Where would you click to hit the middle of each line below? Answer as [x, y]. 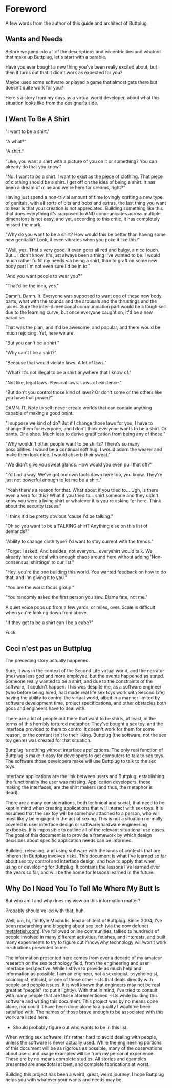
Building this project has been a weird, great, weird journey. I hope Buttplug [85, 1074]
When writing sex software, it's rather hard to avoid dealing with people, [81, 1037]
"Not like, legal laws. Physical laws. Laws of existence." [63, 382]
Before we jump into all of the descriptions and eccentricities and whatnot [83, 51]
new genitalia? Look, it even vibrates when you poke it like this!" [73, 240]
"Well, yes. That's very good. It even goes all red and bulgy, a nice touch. [82, 250]
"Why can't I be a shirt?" [31, 352]
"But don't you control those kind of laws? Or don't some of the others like [84, 392]
